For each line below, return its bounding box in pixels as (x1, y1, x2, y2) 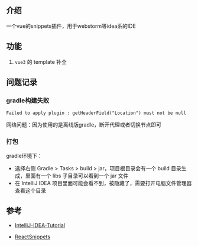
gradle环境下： (6, 152, 43, 159)
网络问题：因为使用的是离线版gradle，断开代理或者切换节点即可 (6, 121, 161, 128)
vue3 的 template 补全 (14, 58, 67, 65)
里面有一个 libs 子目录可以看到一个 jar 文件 (25, 172, 129, 179)
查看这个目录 (14, 187, 46, 194)
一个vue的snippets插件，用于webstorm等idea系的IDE (6, 22, 136, 30)
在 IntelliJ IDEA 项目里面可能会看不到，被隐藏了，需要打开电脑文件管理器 (14, 179, 192, 186)
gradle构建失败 (6, 96, 50, 105)
